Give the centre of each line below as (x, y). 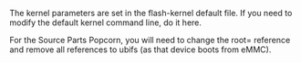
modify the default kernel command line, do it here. (106, 22)
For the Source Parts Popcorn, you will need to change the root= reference (150, 40)
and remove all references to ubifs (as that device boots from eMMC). (140, 49)
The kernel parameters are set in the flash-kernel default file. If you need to (151, 13)
